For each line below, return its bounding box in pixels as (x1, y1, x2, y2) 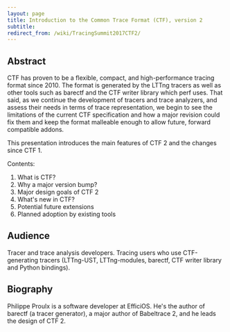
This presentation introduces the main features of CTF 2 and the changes (7, 139, 217, 147)
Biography (7, 283, 53, 295)
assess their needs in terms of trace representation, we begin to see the (7, 103, 213, 112)
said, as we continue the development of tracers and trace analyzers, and (7, 96, 218, 104)
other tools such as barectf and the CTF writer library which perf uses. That (7, 88, 223, 97)
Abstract (7, 55, 46, 67)
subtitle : (7, 23, 36, 30)
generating (7, 256, 39, 264)
